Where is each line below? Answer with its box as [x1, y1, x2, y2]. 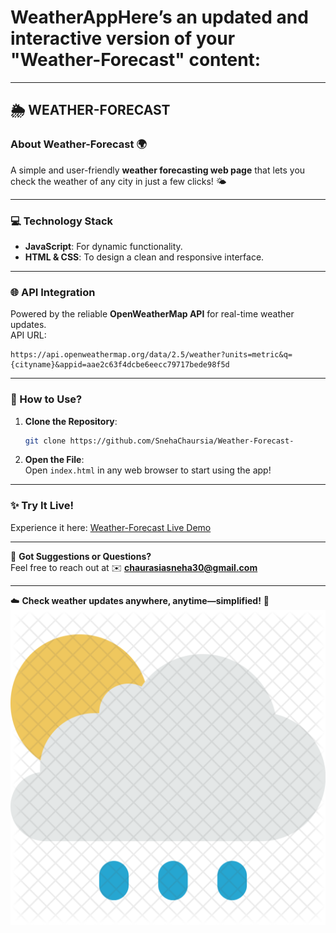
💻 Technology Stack [10, 214, 113, 228]
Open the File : [24, 454, 85, 466]
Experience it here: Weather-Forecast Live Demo [10, 521, 212, 533]
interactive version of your [10, 27, 236, 50]
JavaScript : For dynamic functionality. [24, 240, 183, 252]
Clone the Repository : [24, 415, 118, 427]
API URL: [10, 329, 47, 341]
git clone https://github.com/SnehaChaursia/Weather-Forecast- [24, 436, 295, 446]
